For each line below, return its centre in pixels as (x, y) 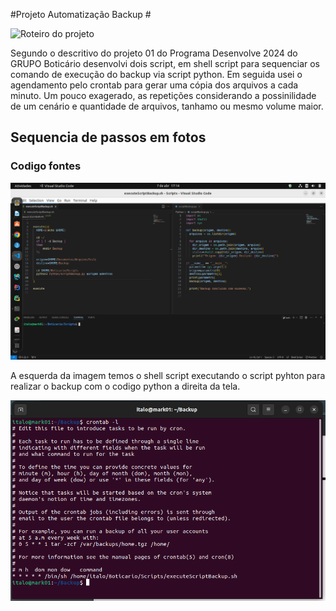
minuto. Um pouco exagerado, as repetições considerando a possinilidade (163, 95)
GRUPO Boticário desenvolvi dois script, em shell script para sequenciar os (165, 63)
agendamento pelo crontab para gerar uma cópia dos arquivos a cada (154, 85)
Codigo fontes (46, 166)
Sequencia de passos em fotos (108, 137)
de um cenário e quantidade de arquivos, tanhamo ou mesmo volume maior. (167, 106)
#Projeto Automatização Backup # (81, 14)
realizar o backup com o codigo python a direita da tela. (125, 386)
